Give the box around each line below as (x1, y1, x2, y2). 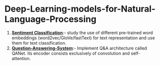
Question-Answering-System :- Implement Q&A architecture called (11, 45, 147, 51)
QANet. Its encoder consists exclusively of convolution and (11, 50, 130, 56)
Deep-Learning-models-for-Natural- (4, 3, 156, 15)
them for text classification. (11, 40, 67, 46)
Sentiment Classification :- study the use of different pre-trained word (11, 30, 153, 35)
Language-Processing (4, 14, 97, 25)
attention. (11, 55, 31, 61)
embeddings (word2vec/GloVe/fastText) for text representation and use (11, 35, 155, 41)
